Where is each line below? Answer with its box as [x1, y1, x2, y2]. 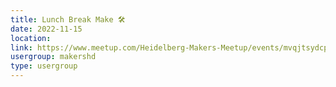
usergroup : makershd [10, 52, 97, 62]
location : [10, 33, 52, 43]
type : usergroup [10, 61, 78, 71]
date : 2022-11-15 [10, 24, 83, 34]
